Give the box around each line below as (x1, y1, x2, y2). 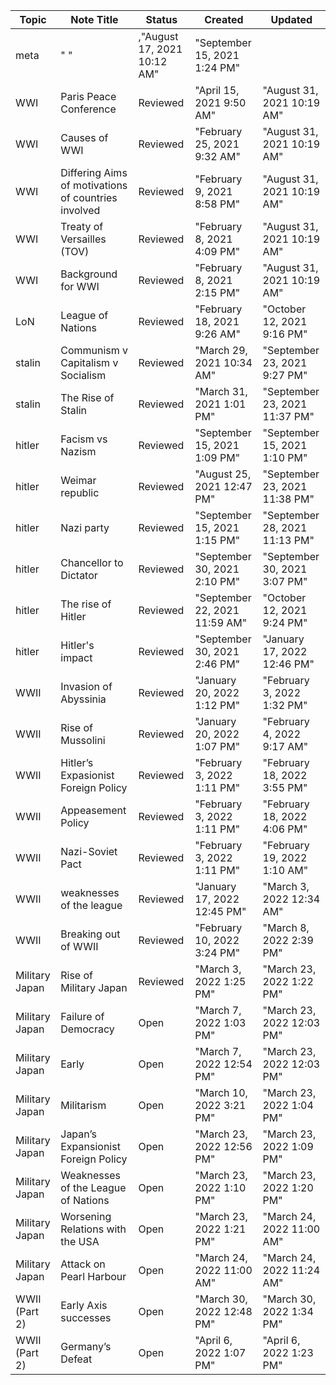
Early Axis (60, 1299, 108, 1312)
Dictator (60, 569, 98, 582)
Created (204, 13, 244, 26)
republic (60, 486, 100, 499)
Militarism (60, 1099, 107, 1112)
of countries (60, 191, 118, 204)
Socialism (60, 369, 107, 382)
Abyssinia (60, 692, 107, 706)
